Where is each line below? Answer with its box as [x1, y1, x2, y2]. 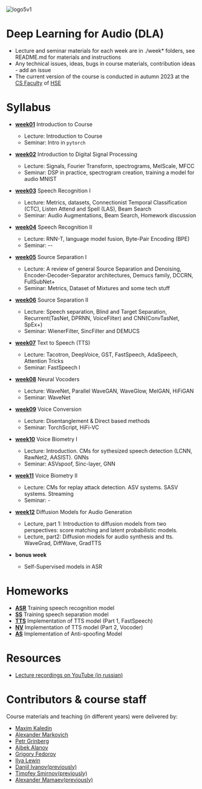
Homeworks [6, 584, 69, 598]
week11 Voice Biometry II [15, 472, 77, 479]
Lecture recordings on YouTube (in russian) [15, 671, 123, 679]
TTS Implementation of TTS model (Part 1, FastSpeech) [15, 617, 153, 625]
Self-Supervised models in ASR [24, 563, 103, 570]
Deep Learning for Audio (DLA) [6, 27, 165, 41]
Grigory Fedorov [15, 750, 56, 757]
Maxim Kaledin [15, 724, 53, 731]
